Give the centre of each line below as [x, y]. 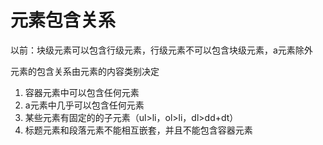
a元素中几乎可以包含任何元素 [84, 105]
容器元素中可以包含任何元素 [82, 92]
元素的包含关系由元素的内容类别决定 [85, 71]
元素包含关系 [63, 20]
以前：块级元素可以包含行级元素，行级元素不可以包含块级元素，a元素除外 [161, 50]
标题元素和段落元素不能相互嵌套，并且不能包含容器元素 [138, 130]
